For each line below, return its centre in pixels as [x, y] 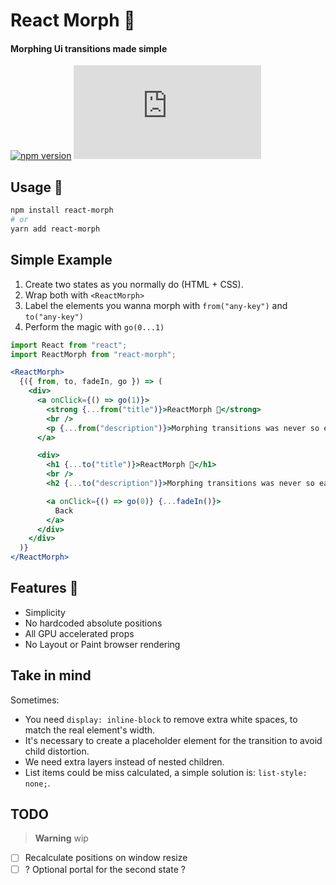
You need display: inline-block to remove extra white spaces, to [161, 719]
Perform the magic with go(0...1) [94, 326]
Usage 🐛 [36, 187]
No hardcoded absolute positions [93, 623]
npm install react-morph [62, 210]
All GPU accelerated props [79, 633]
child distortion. [57, 751]
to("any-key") [54, 317]
